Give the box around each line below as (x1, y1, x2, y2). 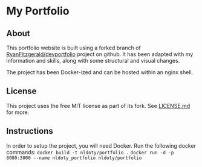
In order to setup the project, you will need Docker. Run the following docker (6, 142, 197, 149)
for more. (6, 109, 30, 116)
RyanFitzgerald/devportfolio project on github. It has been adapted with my (6, 51, 194, 58)
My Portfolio (6, 4, 70, 18)
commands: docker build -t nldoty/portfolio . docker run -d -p (6, 148, 174, 156)
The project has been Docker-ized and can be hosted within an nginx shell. (6, 69, 194, 76)
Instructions (6, 126, 53, 136)
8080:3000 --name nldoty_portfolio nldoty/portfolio (6, 155, 142, 161)
